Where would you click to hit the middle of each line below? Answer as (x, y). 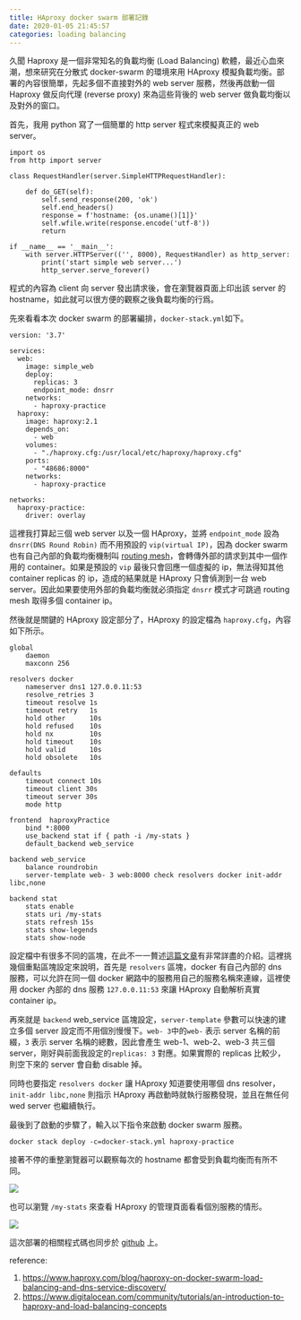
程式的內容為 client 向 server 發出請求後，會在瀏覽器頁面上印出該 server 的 (148, 289)
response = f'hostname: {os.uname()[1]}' (120, 216)
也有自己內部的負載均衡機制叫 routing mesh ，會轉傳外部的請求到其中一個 (145, 556)
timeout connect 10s (64, 781)
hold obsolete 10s (64, 758)
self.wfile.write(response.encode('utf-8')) (126, 224)
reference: (28, 1261)
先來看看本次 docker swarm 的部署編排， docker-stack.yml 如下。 (129, 318)
